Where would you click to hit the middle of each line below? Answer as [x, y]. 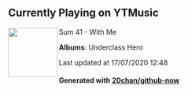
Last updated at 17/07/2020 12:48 [113, 62]
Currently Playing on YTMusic [83, 13]
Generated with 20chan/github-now [119, 80]
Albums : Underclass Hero [101, 47]
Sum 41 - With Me [88, 32]
